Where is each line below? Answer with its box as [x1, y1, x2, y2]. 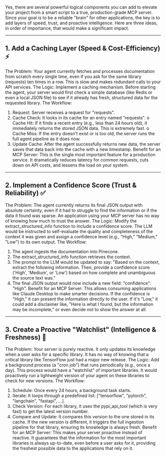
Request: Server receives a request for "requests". [12, 109, 115, 115]
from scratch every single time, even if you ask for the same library [5, 73, 142, 79]
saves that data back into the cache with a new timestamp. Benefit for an [12, 146, 161, 152]
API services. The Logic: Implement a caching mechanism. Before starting [5, 84, 156, 90]
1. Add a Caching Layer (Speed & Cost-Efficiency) [5, 44, 161, 53]
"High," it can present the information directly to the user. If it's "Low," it [12, 296, 158, 302]
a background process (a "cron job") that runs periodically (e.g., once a [5, 362, 151, 368]
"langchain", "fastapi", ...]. [12, 398, 65, 404]
